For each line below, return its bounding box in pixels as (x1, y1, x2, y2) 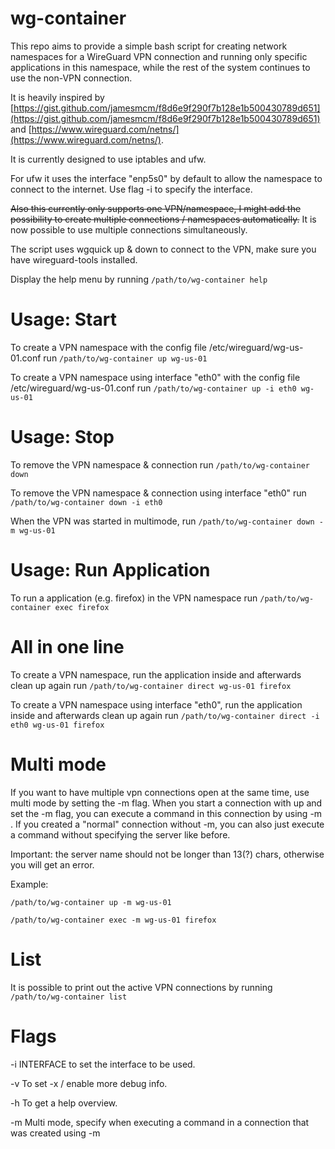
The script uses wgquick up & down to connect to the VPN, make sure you (10, 243, 317, 255)
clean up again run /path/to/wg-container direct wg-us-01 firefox (10, 679, 292, 691)
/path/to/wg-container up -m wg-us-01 (10, 897, 172, 907)
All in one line (10, 635, 125, 658)
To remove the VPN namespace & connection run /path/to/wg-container (10, 458, 310, 471)
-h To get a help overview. (10, 1097, 118, 1109)
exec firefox (54, 602, 110, 612)
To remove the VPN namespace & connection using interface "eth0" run (10, 487, 307, 499)
